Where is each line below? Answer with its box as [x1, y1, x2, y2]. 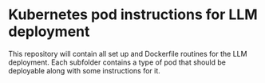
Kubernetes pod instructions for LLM [8, 6, 258, 24]
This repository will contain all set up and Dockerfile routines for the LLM [8, 49, 247, 58]
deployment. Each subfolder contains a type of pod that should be [8, 57, 226, 67]
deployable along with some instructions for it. [8, 65, 161, 75]
